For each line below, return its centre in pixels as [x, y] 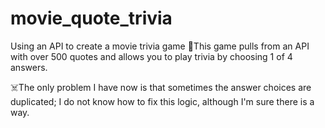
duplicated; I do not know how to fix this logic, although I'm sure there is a [162, 101]
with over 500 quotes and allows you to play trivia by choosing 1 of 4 [151, 56]
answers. [29, 67]
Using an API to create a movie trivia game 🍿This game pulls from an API [160, 46]
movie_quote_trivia [91, 18]
